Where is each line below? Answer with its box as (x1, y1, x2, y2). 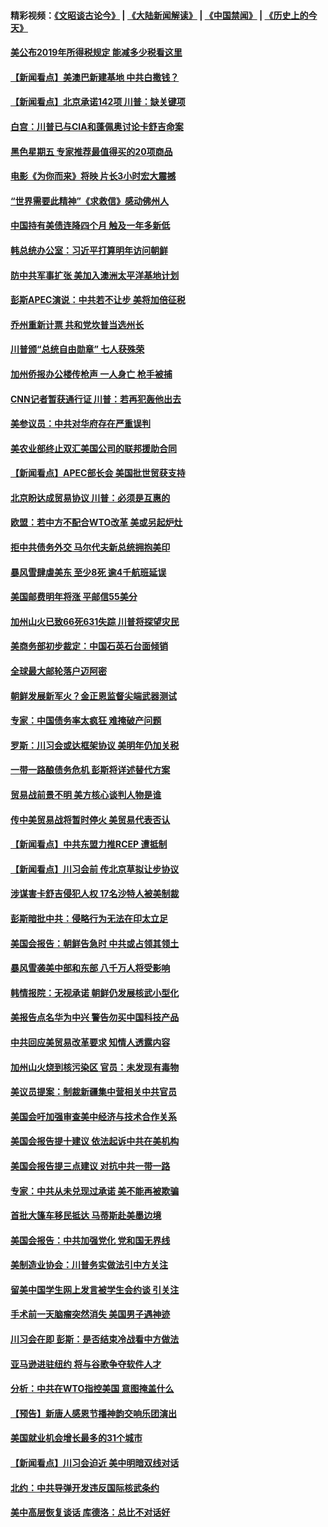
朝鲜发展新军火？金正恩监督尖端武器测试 (10, 690, 177, 702)
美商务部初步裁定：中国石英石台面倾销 (10, 640, 168, 652)
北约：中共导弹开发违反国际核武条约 (10, 1481, 160, 1494)
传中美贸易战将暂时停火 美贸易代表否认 (10, 813, 171, 825)
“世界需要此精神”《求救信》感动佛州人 (10, 195, 170, 207)
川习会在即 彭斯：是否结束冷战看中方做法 (10, 1333, 180, 1345)
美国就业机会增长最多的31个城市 (10, 1432, 143, 1444)
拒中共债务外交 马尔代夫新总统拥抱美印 (10, 541, 171, 554)
